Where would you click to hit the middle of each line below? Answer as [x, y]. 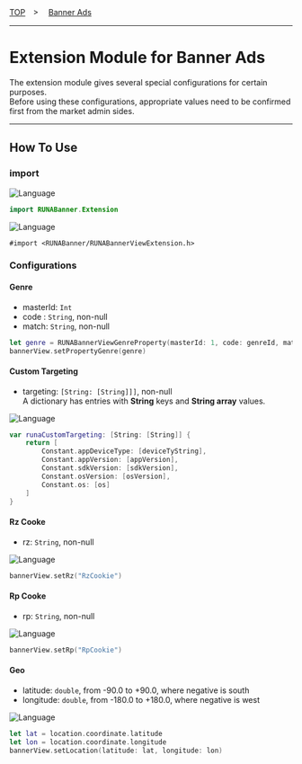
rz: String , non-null [58, 542]
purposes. [28, 92]
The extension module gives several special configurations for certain [138, 82]
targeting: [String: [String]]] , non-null [97, 391]
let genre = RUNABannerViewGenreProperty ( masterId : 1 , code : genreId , [144, 342]
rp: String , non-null [58, 616]
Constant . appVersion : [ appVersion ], [110, 460]
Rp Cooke [28, 596]
